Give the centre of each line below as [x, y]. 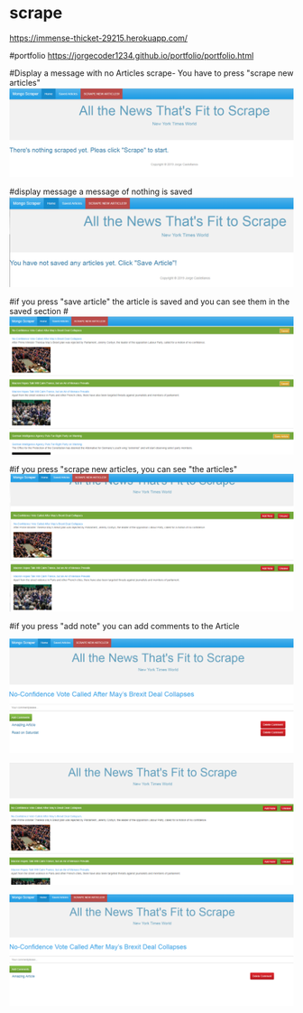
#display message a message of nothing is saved [101, 191]
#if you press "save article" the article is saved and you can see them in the [150, 302]
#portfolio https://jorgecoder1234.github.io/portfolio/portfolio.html [132, 55]
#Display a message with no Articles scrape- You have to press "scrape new [151, 73]
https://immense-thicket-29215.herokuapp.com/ [98, 38]
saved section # [39, 311]
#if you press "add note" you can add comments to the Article [124, 627]
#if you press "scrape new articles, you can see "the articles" [123, 469]
